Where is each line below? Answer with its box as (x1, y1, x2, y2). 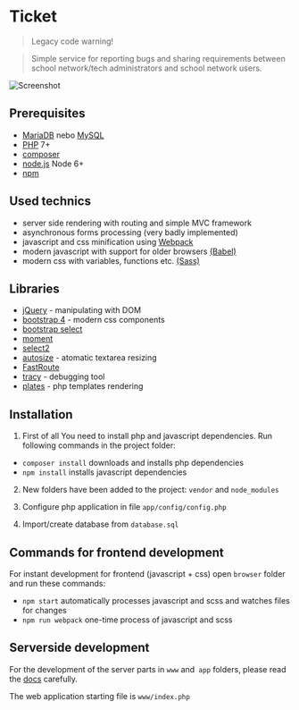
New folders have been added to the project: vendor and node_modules (21, 485, 279, 495)
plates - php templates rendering (21, 381, 144, 392)
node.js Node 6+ (21, 158, 85, 169)
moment (21, 334, 54, 344)
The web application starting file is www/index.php (9, 690, 190, 701)
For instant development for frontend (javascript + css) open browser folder (9, 569, 286, 579)
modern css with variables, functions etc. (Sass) (21, 255, 201, 266)
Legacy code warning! (30, 36, 114, 46)
